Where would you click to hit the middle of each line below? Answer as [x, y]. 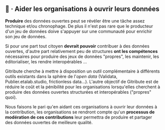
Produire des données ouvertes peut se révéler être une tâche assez [75, 21]
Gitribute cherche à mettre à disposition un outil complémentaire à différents [82, 71]
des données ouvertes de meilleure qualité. [49, 122]
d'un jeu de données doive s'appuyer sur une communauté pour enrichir [79, 31]
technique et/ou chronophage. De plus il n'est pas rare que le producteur [79, 26]
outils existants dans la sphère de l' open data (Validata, [61, 76]
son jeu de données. [26, 36]
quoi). [11, 97]
